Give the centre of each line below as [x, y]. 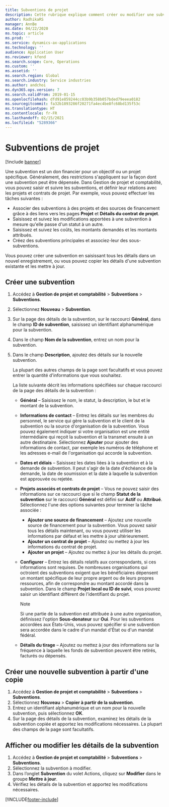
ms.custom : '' [20, 66]
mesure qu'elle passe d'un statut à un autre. [58, 224]
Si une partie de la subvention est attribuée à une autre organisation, [91, 614]
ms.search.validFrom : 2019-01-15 [40, 94]
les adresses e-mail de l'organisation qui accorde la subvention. [86, 453]
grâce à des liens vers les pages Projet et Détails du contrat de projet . [86, 213]
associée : [31, 510]
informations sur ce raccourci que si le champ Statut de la [80, 494]
